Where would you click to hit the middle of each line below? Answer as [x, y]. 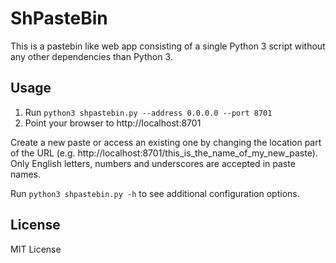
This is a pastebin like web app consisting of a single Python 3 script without [168, 46]
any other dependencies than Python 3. [91, 56]
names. [25, 174]
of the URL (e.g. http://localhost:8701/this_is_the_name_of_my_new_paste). [164, 153]
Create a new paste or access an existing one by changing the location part [166, 142]
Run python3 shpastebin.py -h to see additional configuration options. [155, 193]
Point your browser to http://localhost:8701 [113, 123]
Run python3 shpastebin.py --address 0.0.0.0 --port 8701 [148, 112]
